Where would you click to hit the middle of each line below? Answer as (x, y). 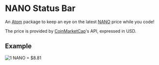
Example (18, 46)
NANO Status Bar (40, 8)
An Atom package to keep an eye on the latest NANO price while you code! (80, 22)
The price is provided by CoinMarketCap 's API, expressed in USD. (71, 31)
